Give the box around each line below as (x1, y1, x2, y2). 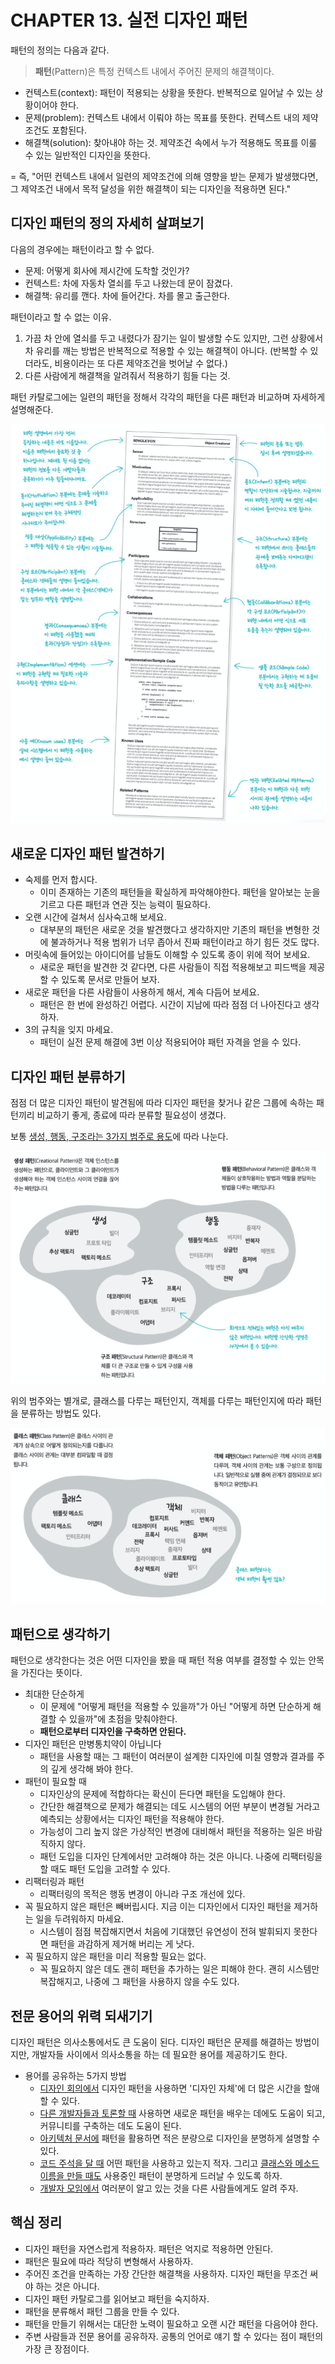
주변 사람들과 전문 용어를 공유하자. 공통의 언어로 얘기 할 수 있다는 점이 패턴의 (24, 2330, 324, 2342)
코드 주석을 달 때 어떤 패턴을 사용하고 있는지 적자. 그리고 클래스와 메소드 (39, 2157, 320, 2169)
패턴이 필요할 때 (24, 1776, 87, 1788)
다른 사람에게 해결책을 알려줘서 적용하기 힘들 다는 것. (24, 369, 231, 381)
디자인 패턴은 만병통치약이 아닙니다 (24, 1738, 162, 1750)
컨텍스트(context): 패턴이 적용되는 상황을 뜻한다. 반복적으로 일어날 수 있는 (24, 86, 313, 98)
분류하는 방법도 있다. (20, 1407, 102, 1419)
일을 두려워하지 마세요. (35, 1913, 125, 1925)
